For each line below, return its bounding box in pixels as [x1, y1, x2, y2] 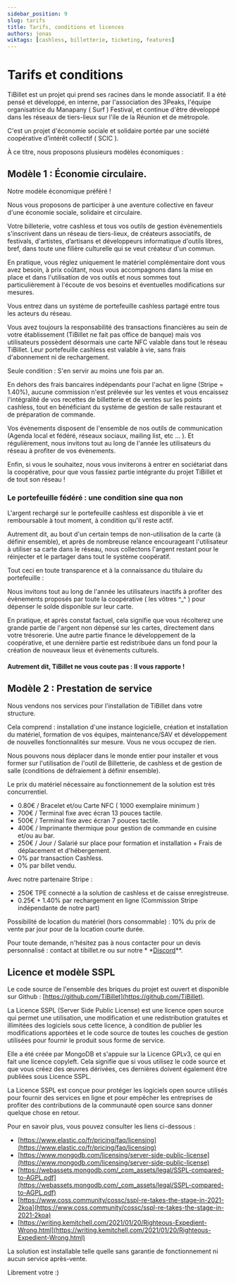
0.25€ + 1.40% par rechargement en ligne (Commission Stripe [17, 896, 199, 905]
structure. [7, 709, 36, 717]
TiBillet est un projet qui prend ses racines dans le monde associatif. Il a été [7, 90, 227, 99]
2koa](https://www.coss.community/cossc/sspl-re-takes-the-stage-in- [17, 1203, 224, 1212]
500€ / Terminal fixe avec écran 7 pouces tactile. [17, 816, 161, 825]
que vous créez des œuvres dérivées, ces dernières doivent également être [7, 1065, 228, 1073]
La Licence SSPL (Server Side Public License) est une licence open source [7, 1006, 224, 1015]
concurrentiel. [7, 787, 48, 796]
